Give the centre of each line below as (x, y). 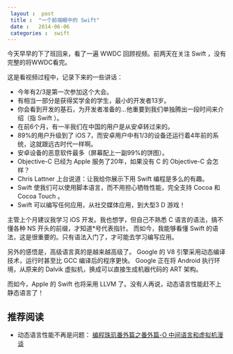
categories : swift (40, 33)
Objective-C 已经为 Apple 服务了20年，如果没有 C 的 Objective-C (111, 161)
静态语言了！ (25, 293)
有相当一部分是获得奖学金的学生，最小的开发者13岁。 (94, 101)
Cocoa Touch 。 (40, 196)
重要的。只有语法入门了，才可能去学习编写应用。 (107, 237)
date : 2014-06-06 (40, 26)
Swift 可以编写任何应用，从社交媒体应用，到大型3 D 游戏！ (101, 205)
